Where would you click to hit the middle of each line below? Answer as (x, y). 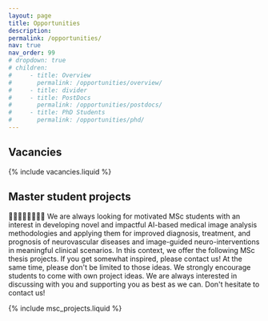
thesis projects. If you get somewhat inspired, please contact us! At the (125, 259)
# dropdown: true (37, 61)
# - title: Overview (50, 75)
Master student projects (70, 197)
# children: (28, 68)
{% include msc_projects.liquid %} (65, 308)
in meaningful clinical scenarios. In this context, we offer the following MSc (132, 250)
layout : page (30, 16)
